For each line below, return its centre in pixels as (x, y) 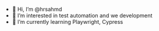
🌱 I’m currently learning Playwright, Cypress (68, 22)
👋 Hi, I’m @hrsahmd (37, 9)
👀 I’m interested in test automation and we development (82, 15)
